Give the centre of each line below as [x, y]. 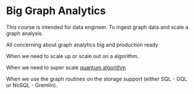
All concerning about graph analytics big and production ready [82, 45]
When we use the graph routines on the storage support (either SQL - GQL [97, 79]
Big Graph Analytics [56, 11]
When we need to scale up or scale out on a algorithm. [73, 56]
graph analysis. [25, 33]
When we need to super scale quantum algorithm [66, 67]
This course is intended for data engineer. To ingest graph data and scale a [97, 27]
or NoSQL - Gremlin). [32, 85]
